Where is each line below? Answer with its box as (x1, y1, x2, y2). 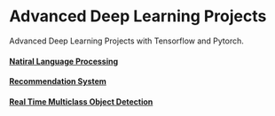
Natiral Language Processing (9, 56, 119, 66)
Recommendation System (9, 76, 106, 87)
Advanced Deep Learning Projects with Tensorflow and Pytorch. (9, 35, 244, 46)
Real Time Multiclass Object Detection (9, 96, 153, 107)
